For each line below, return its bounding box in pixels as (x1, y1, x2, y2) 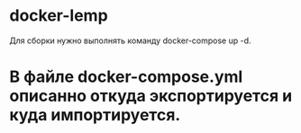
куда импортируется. (9, 105, 181, 126)
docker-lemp (9, 5, 108, 26)
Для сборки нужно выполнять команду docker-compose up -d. (9, 35, 251, 46)
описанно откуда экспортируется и (9, 86, 293, 106)
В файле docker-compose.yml (9, 66, 243, 87)
